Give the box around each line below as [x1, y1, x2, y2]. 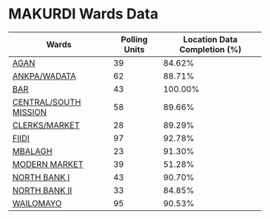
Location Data [183, 34, 239, 45]
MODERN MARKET [12, 158, 84, 169]
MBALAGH [12, 145, 53, 156]
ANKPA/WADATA [12, 70, 76, 81]
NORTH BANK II [12, 185, 72, 196]
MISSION [12, 106, 47, 117]
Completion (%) [179, 43, 242, 55]
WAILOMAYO [12, 197, 62, 209]
